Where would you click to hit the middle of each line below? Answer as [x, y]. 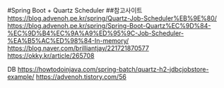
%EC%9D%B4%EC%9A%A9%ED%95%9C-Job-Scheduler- [96, 33]
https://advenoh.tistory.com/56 [81, 77]
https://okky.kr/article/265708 [51, 56]
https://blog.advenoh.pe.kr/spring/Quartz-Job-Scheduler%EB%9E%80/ [112, 18]
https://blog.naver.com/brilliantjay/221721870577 [78, 48]
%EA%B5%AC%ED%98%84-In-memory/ [68, 40]
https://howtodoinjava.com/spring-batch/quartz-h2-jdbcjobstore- [113, 69]
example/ [21, 77]
